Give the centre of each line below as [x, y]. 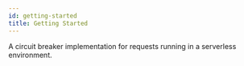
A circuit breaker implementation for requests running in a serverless [122, 46]
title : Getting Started [48, 23]
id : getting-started [43, 16]
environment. [30, 55]
